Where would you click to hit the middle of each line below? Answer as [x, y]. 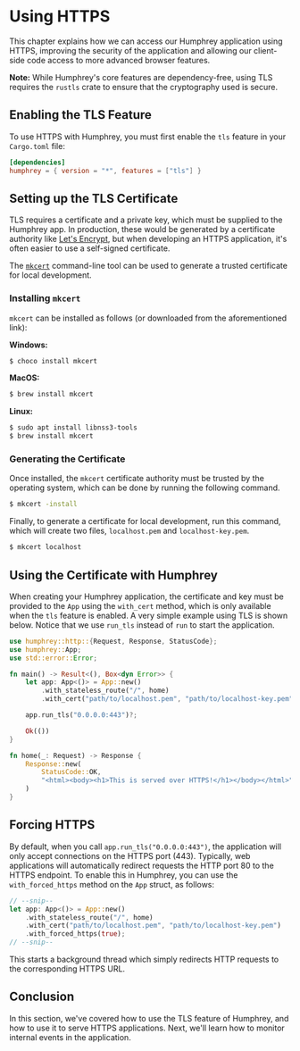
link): [18, 327]
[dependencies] [37, 163]
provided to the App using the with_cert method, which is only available [140, 605]
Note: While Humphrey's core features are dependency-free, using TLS [141, 77]
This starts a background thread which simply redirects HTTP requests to [144, 959]
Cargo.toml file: [37, 146]
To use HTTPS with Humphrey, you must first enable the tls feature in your [148, 137]
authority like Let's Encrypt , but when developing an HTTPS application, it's [148, 239]
